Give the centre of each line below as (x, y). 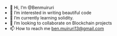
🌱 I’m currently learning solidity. (42, 18)
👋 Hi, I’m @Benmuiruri (32, 8)
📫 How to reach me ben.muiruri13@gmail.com (57, 28)
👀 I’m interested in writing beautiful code (50, 13)
